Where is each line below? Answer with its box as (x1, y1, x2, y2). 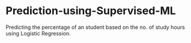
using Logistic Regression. (5, 29, 71, 37)
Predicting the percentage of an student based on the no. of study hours (5, 24, 186, 31)
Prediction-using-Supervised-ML (5, 4, 177, 18)
